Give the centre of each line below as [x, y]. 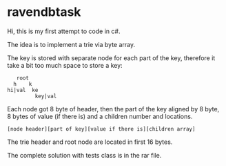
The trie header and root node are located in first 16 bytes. [90, 142]
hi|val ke [23, 90]
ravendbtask [44, 12]
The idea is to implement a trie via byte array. [71, 44]
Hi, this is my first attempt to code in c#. [64, 31]
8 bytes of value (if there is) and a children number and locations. [100, 116]
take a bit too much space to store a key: [65, 65]
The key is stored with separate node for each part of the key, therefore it [111, 58]
